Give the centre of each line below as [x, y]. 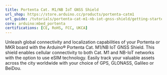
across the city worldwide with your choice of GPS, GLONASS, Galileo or [80, 63]
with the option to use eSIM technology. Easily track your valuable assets [80, 58]
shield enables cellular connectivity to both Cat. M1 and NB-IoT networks [80, 53]
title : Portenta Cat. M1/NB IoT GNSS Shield [52, 10]
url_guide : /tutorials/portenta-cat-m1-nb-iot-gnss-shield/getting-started [85, 19]
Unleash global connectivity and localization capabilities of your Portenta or [83, 42]
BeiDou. [13, 68]
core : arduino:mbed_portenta [35, 23]
